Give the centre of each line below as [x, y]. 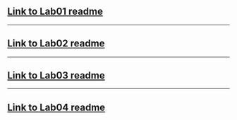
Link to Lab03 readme [56, 75]
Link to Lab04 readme [56, 107]
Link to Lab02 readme [56, 44]
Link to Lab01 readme [55, 12]
